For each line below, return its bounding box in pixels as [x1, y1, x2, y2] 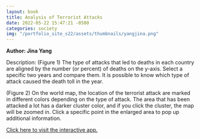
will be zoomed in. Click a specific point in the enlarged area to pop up [6, 109, 180, 116]
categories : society [6, 25, 58, 32]
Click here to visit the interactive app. [6, 126, 98, 134]
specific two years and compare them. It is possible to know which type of [6, 72, 189, 79]
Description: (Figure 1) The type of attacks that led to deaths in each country [6, 59, 195, 66]
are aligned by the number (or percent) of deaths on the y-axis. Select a [6, 65, 183, 72]
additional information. [6, 115, 61, 122]
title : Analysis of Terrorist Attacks [6, 14, 103, 20]
